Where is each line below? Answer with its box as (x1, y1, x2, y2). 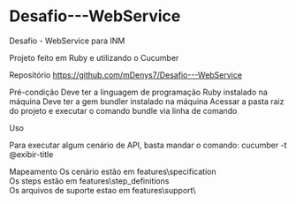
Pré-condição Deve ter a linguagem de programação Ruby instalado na (9, 87, 268, 97)
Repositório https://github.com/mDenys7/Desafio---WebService (9, 69, 243, 80)
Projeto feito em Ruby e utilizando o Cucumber (9, 52, 179, 63)
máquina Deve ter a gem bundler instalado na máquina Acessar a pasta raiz (9, 95, 285, 107)
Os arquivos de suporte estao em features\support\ (9, 185, 196, 195)
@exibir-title (9, 148, 54, 160)
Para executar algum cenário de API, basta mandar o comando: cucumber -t (9, 140, 287, 150)
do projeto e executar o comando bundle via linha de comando (9, 105, 238, 116)
